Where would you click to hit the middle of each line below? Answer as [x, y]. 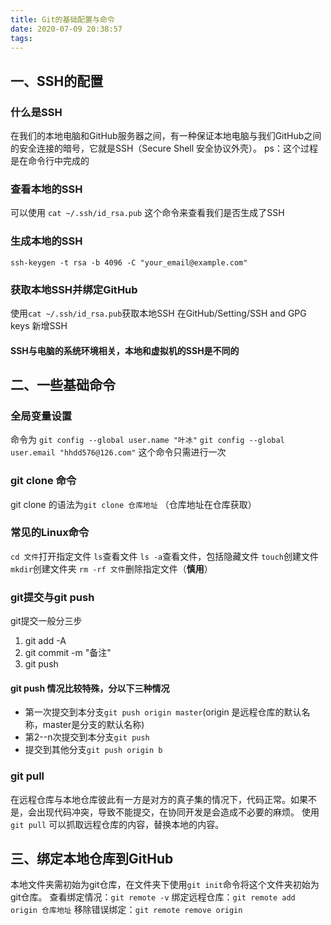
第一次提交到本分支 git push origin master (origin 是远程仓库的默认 [163, 712]
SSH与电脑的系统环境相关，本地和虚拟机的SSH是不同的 [125, 350]
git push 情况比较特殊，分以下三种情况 [90, 688]
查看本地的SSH [46, 189]
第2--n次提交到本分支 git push [87, 737]
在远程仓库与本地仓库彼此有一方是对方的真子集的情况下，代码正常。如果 [159, 799]
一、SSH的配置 [57, 81]
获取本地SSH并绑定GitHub [74, 289]
